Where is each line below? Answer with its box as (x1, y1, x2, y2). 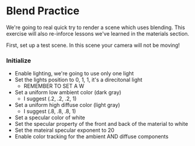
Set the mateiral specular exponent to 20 (14, 126, 114, 134)
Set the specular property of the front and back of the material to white (14, 120, 188, 128)
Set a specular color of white (14, 114, 85, 121)
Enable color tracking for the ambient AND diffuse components (14, 133, 169, 140)
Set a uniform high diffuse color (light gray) (14, 101, 120, 109)
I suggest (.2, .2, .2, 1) (23, 95, 77, 102)
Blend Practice (6, 4, 80, 18)
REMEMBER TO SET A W (23, 82, 85, 90)
